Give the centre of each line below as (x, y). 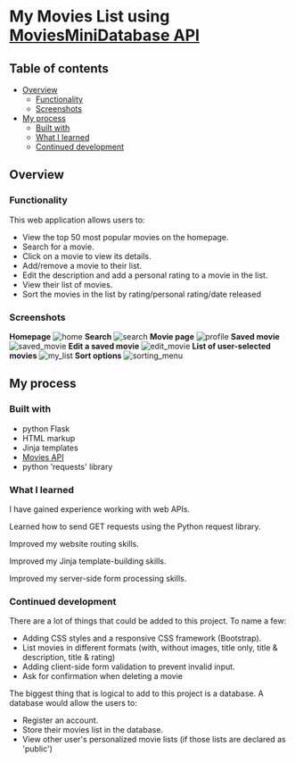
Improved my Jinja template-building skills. (88, 561)
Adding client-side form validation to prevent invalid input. (128, 667)
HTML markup (49, 438)
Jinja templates (50, 448)
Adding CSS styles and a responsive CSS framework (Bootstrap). (142, 638)
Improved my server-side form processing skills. (98, 578)
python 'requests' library (67, 466)
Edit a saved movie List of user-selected (170, 346)
